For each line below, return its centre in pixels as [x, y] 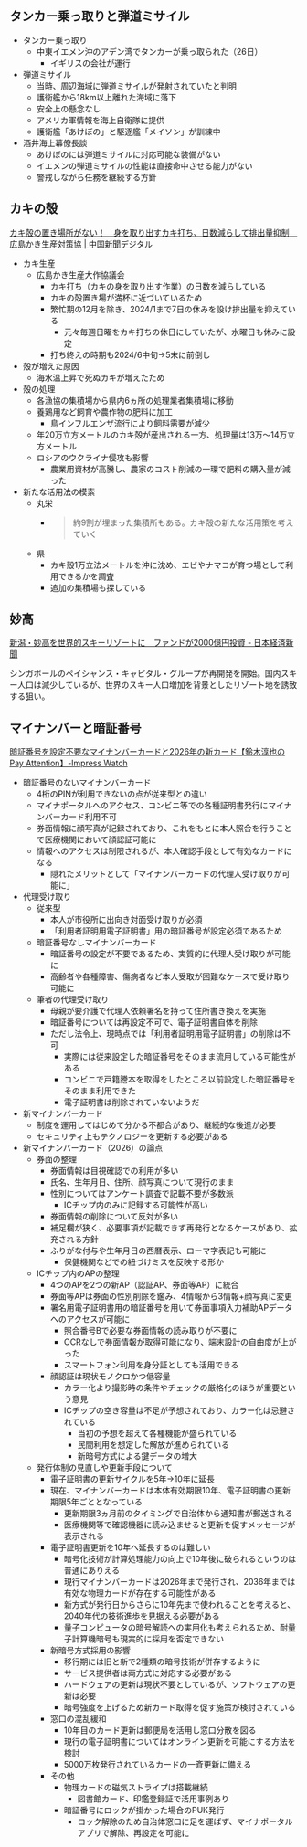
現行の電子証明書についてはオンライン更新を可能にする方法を [180, 1742]
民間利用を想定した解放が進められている [153, 1445]
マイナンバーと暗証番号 [75, 728]
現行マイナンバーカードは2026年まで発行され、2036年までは [180, 1582]
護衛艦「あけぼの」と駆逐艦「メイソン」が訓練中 [128, 132]
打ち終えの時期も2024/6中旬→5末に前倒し [130, 354]
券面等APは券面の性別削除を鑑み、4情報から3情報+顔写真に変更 [171, 1296]
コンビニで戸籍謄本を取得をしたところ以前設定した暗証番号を [180, 1080]
